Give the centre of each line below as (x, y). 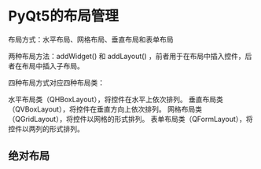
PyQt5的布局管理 (64, 16)
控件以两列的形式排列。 (46, 129)
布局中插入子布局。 (53, 66)
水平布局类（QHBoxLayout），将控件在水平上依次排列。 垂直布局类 (116, 99)
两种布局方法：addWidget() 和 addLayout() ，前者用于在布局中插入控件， (127, 56)
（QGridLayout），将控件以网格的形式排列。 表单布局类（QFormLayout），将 (130, 119)
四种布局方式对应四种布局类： (56, 83)
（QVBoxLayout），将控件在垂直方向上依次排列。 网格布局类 (105, 109)
